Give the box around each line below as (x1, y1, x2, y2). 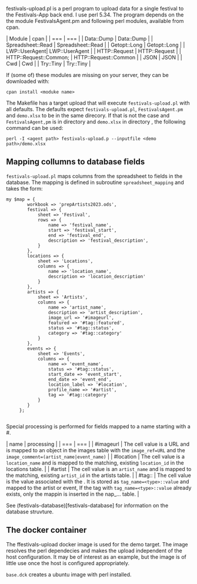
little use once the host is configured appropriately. (6, 559, 130, 566)
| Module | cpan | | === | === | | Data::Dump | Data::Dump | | (6, 35, 153, 42)
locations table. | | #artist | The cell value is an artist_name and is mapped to (6, 465, 192, 472)
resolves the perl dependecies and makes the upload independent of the (6, 547, 182, 554)
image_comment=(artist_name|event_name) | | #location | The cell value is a (6, 453, 185, 460)
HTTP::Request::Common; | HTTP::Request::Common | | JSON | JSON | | (6, 54, 182, 61)
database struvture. (6, 508, 54, 515)
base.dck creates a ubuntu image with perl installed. (6, 570, 132, 578)
